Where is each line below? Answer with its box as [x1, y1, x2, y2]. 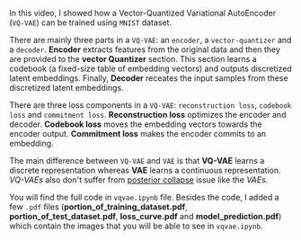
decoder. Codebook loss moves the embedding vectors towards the [9, 119, 262, 129]
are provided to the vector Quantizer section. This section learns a [9, 54, 258, 64]
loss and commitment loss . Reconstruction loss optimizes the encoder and [9, 110, 287, 120]
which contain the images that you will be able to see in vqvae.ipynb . [9, 220, 263, 231]
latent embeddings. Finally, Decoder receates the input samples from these [9, 73, 289, 84]
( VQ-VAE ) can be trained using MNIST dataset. [9, 17, 173, 28]
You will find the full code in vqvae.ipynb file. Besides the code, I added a [9, 192, 280, 202]
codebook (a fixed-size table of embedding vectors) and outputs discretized [9, 63, 292, 74]
